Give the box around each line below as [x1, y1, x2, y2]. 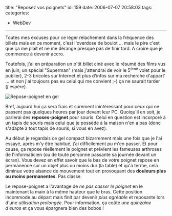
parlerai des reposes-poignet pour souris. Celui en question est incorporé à [5, 114, 166, 120]
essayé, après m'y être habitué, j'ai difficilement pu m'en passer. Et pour [5, 141, 158, 147]
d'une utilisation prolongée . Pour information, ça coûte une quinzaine [5, 200, 152, 206]
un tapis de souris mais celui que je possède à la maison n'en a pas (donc [5, 120, 161, 126]
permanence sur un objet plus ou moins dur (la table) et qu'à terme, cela [5, 162, 158, 168]
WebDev [12, 20, 31, 26]
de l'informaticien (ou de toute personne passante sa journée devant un [5, 151, 157, 158]
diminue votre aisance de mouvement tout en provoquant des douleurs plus [5, 168, 166, 174]
